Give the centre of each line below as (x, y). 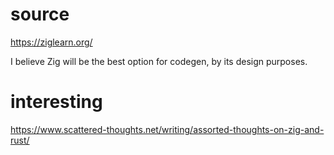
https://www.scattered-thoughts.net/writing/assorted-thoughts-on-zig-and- (167, 129)
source (40, 14)
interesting (56, 102)
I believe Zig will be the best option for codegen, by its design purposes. (159, 61)
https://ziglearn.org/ (51, 42)
